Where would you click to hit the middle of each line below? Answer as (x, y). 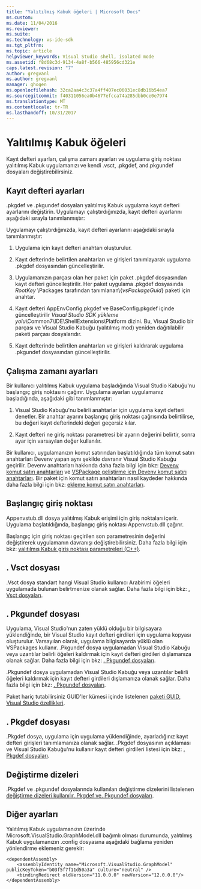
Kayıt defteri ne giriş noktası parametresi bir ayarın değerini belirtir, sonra (105, 434)
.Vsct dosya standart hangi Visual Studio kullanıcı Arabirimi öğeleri (88, 582)
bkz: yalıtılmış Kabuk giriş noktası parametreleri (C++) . (73, 549)
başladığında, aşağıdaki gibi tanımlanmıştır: (59, 398)
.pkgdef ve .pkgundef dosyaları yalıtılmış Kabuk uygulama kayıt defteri (93, 205)
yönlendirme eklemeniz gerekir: (45, 848)
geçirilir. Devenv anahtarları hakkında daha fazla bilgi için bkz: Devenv (92, 465)
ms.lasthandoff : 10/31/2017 (41, 113)
